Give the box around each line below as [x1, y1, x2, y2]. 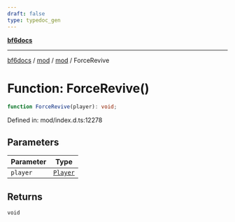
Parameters [7, 136, 59, 148]
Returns [7, 191, 43, 202]
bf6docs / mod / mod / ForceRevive [7, 56, 110, 64]
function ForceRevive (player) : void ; [7, 103, 117, 110]
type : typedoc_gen [7, 17, 61, 24]
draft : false [7, 10, 45, 17]
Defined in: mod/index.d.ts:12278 [7, 116, 103, 124]
